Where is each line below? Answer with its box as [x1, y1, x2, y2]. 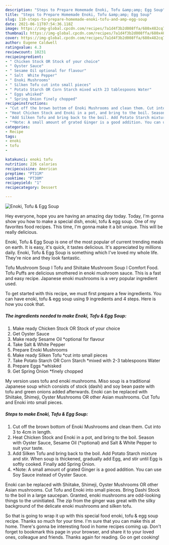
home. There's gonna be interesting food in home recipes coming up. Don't [5, 523, 161, 529]
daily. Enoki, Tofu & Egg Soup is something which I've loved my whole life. [5, 250, 158, 255]
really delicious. [5, 229, 38, 235]
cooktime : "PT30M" [5, 176, 44, 181]
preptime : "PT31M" [5, 171, 44, 176]
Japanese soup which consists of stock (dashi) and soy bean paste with [5, 383, 155, 389]
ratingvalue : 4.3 [5, 45, 42, 50]
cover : [5, 36, 19, 41]
